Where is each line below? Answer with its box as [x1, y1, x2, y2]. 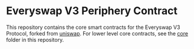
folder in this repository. [6, 36, 64, 43]
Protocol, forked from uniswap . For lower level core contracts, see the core [6, 30, 189, 37]
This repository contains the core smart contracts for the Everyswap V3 [6, 24, 180, 31]
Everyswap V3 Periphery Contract [6, 4, 178, 18]
